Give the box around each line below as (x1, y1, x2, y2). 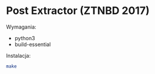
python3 (14, 34, 35, 41)
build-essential (14, 41, 51, 48)
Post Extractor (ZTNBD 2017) (6, 4, 150, 17)
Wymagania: (6, 23, 36, 30)
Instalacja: (6, 52, 31, 59)
